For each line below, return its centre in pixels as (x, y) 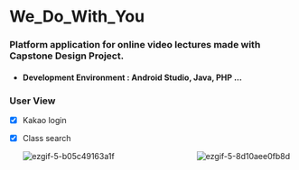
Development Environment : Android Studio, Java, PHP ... (132, 77)
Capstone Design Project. (67, 56)
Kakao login (44, 120)
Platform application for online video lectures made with (135, 45)
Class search (47, 139)
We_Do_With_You (77, 17)
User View (33, 101)
